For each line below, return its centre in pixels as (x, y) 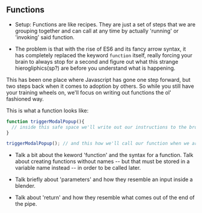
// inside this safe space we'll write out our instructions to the (99, 127)
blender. (25, 186)
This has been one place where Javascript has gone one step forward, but (98, 79)
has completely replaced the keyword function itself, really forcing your (103, 55)
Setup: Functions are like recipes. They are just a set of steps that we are (105, 24)
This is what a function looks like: (47, 110)
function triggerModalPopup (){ (45, 122)
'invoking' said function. (45, 37)
